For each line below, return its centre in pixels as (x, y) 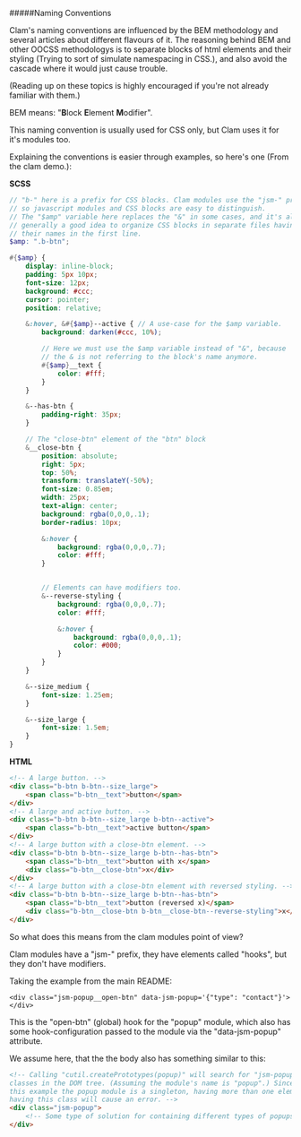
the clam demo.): (40, 166)
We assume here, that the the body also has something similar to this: (138, 1058)
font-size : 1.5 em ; (76, 728)
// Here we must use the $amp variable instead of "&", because (164, 349)
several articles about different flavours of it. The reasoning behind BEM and (150, 40)
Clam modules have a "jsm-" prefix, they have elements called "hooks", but (148, 954)
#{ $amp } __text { (72, 365)
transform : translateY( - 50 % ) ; (98, 481)
